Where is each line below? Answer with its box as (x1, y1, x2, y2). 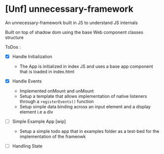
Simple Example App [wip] (12, 119, 66, 124)
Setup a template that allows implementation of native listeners (19, 93, 147, 99)
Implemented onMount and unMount (19, 88, 94, 94)
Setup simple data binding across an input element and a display (19, 104, 151, 110)
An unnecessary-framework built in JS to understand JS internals (5, 20, 138, 26)
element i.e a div (19, 109, 53, 115)
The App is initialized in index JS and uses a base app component (19, 63, 154, 69)
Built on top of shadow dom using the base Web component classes (5, 29, 144, 35)
